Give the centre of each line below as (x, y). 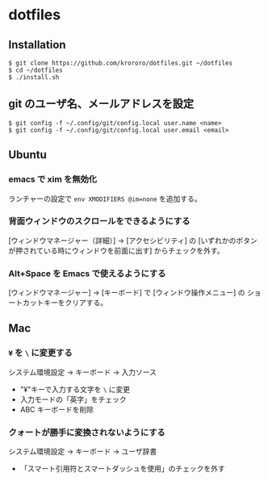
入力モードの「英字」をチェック (73, 399)
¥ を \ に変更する (40, 353)
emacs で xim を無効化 (53, 179)
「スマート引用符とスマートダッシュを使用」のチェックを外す (122, 469)
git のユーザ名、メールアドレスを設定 (101, 104)
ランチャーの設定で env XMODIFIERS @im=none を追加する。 (105, 199)
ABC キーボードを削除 (57, 409)
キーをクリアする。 (75, 303)
